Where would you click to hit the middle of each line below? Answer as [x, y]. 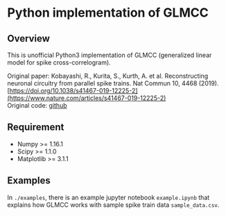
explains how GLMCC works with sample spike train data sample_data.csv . [113, 205]
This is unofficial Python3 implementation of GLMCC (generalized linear [110, 55]
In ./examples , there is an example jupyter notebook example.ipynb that [108, 197]
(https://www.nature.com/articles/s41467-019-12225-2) [87, 98]
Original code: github [37, 105]
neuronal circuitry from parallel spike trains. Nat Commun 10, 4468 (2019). [113, 83]
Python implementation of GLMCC [108, 13]
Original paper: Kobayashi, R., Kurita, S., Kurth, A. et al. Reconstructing [108, 76]
